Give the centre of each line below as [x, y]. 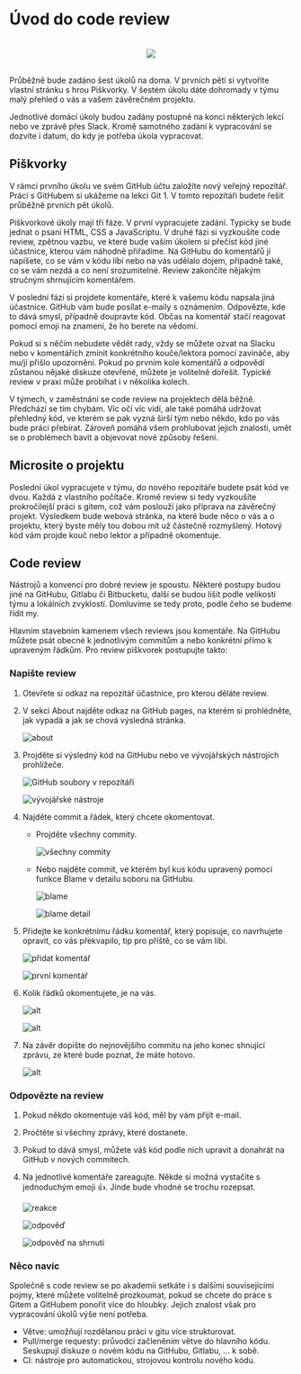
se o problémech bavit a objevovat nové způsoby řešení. [114, 437]
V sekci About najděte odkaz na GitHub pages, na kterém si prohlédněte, [157, 710]
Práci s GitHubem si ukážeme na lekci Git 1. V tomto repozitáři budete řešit [147, 195]
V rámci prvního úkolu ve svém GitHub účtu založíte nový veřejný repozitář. [149, 185]
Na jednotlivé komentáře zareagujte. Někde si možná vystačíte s [141, 1176]
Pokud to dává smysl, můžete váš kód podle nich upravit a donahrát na [153, 1149]
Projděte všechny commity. [86, 834]
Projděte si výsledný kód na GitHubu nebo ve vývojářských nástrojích [150, 755]
